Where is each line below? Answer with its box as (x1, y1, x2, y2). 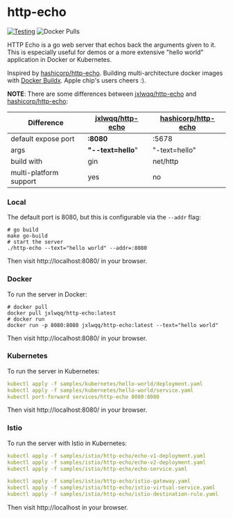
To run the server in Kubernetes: (7, 367, 100, 375)
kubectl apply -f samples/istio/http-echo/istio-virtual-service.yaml (7, 484, 216, 492)
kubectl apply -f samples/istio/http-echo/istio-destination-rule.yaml (7, 491, 218, 498)
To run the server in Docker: (7, 290, 87, 299)
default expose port (10, 133, 75, 143)
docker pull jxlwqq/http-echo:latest (7, 310, 116, 317)
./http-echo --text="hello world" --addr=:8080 (7, 244, 148, 252)
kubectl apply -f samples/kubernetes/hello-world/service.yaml (7, 387, 194, 394)
